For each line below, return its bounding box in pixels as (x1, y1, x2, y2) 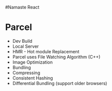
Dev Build (12, 38, 32, 44)
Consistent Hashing (12, 75, 53, 81)
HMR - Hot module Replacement (12, 48, 79, 54)
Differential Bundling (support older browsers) (12, 80, 107, 86)
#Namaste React (5, 4, 39, 10)
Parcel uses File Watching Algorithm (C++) (12, 54, 101, 60)
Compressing (12, 70, 40, 76)
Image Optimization (12, 59, 53, 65)
